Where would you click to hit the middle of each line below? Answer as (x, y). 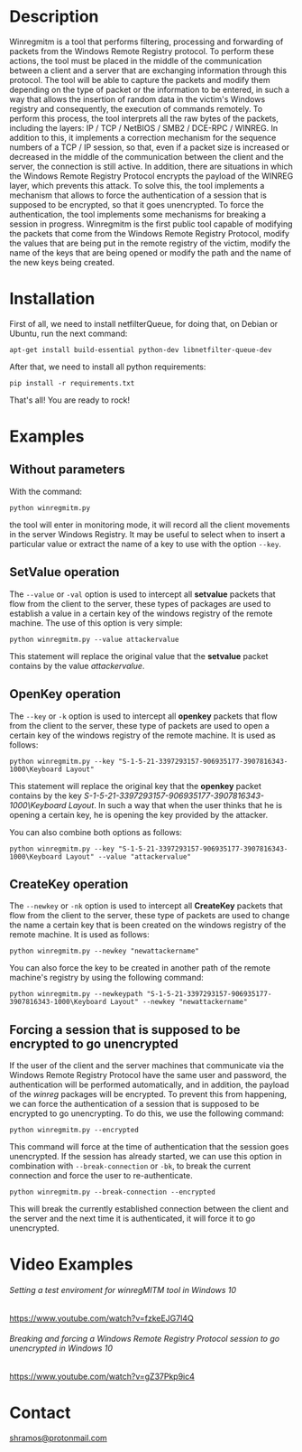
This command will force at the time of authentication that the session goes (149, 1147)
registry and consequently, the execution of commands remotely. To (136, 108)
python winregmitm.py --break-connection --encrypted (113, 1192)
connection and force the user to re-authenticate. (101, 1176)
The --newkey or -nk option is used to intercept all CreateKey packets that (146, 906)
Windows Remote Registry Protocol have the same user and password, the (148, 1075)
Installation (52, 299)
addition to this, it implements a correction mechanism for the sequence (143, 137)
